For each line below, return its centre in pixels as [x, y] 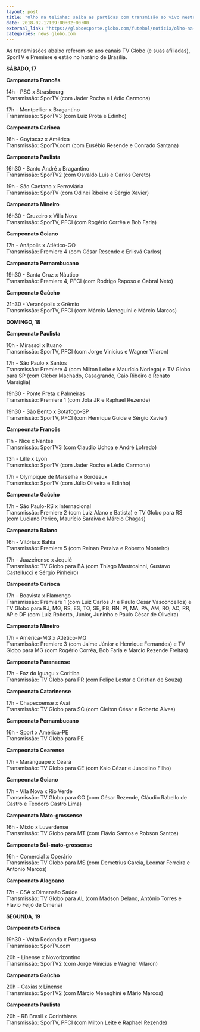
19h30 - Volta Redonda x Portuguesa [51, 940]
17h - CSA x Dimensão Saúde [42, 892]
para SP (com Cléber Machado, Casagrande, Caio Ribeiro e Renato [88, 376]
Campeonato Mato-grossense [44, 816]
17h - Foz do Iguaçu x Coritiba [43, 674]
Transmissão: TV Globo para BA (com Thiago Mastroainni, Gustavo [88, 566]
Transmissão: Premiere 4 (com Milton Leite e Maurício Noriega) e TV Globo [98, 370]
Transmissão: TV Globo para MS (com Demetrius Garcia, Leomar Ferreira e [98, 863]
